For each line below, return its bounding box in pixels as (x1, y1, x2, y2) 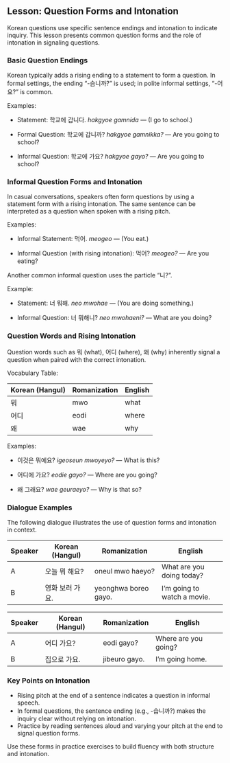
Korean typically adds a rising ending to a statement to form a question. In (7, 71, 216, 80)
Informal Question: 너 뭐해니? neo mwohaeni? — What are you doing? (16, 314, 212, 322)
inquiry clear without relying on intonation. (16, 714, 137, 723)
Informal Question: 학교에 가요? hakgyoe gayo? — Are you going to (16, 152, 205, 161)
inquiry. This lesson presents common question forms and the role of (7, 31, 202, 39)
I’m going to (162, 584, 200, 593)
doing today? (162, 571, 204, 580)
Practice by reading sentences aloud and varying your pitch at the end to (16, 722, 223, 730)
